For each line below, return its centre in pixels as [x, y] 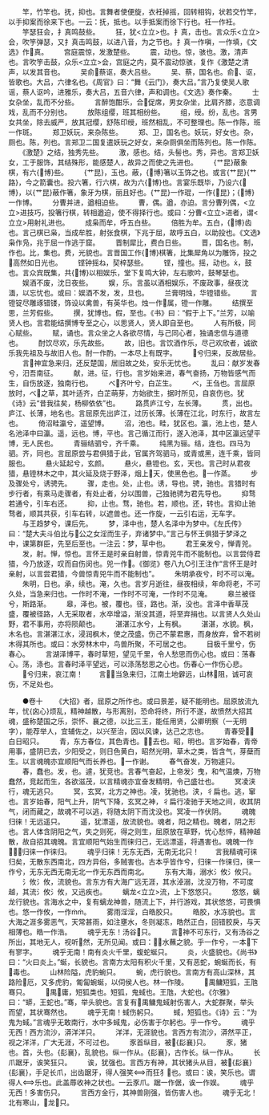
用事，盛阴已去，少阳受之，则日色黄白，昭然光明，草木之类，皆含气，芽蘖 [131, 751]
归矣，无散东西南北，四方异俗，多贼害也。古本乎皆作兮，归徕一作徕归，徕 [131, 862]
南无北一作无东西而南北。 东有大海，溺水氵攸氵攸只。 [160, 872]
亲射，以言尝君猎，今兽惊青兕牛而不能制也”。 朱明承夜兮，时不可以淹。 [134, 574]
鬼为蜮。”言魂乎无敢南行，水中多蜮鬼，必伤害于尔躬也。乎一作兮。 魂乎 [132, 1022]
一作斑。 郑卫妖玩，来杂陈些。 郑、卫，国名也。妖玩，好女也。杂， [133, 132]
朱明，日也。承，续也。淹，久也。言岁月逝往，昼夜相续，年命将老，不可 [141, 584]
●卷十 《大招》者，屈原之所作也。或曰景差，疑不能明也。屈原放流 [137, 701]
